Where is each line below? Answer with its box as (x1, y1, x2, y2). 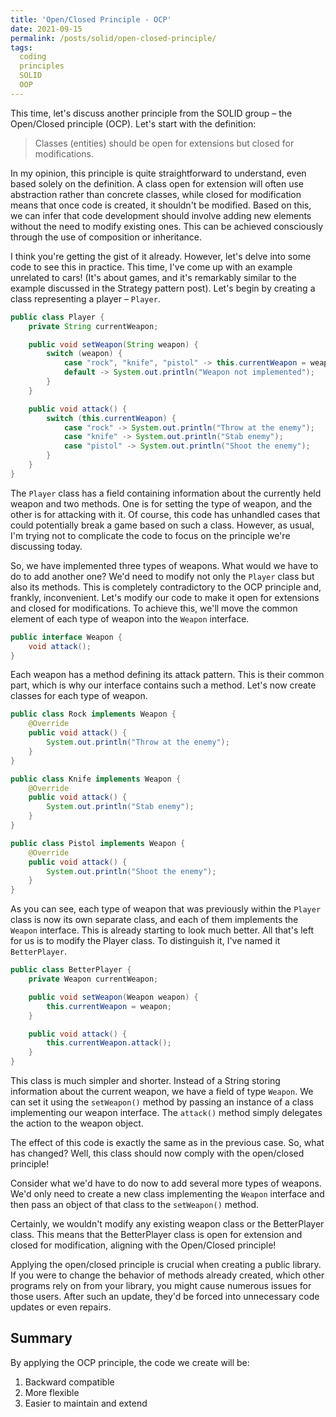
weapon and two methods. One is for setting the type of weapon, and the (10, 497, 313, 510)
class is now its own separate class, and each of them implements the (10, 914, 299, 926)
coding (19, 52, 47, 62)
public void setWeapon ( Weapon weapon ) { (28, 992, 199, 1002)
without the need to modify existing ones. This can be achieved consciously (10, 220, 323, 232)
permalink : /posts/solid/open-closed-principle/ (10, 33, 217, 43)
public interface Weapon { (10, 632, 123, 642)
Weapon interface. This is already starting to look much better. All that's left (10, 924, 315, 936)
